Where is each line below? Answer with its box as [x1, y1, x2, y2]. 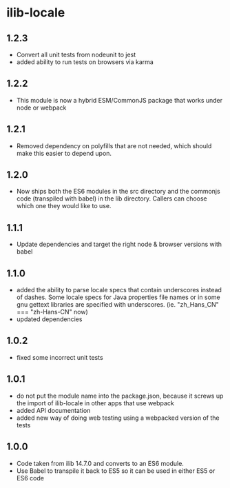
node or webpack [16, 103, 67, 112]
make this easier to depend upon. [16, 149, 112, 157]
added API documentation [16, 406, 91, 414]
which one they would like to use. [16, 202, 112, 210]
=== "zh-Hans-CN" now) [16, 308, 89, 316]
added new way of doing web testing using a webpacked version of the [16, 414, 220, 422]
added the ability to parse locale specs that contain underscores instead [16, 286, 222, 294]
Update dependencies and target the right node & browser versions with [16, 240, 222, 249]
